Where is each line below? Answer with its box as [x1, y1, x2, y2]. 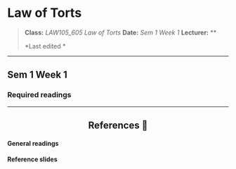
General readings [7, 139, 59, 147]
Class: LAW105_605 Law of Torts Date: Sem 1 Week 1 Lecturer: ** [24, 28, 217, 37]
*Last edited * [24, 42, 66, 50]
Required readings [7, 90, 72, 100]
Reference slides [7, 155, 58, 163]
